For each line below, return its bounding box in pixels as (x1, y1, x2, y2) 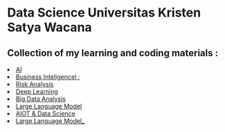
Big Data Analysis (16, 95, 66, 103)
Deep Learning (16, 88, 59, 95)
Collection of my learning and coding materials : (7, 47, 219, 59)
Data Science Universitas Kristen (7, 5, 201, 21)
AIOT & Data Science (16, 109, 76, 117)
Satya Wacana (7, 19, 92, 35)
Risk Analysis (16, 80, 54, 88)
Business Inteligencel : (16, 73, 80, 81)
